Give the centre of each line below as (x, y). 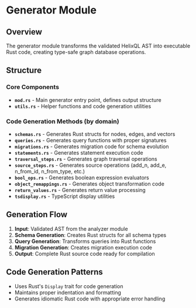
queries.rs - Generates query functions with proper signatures (90, 140)
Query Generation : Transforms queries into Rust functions (85, 241)
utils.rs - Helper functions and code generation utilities (83, 106)
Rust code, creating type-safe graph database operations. (76, 52)
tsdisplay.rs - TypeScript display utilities (65, 196)
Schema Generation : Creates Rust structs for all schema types (90, 235)
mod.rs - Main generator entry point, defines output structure (88, 100)
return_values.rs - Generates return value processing (80, 190)
